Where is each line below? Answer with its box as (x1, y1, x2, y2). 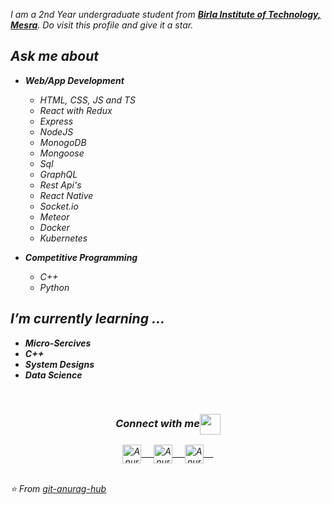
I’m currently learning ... (10, 310, 165, 328)
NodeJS (39, 125, 74, 138)
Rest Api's (39, 179, 82, 191)
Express (39, 115, 74, 127)
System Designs (24, 358, 95, 370)
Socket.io (39, 200, 79, 212)
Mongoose (39, 147, 85, 159)
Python (39, 281, 70, 293)
